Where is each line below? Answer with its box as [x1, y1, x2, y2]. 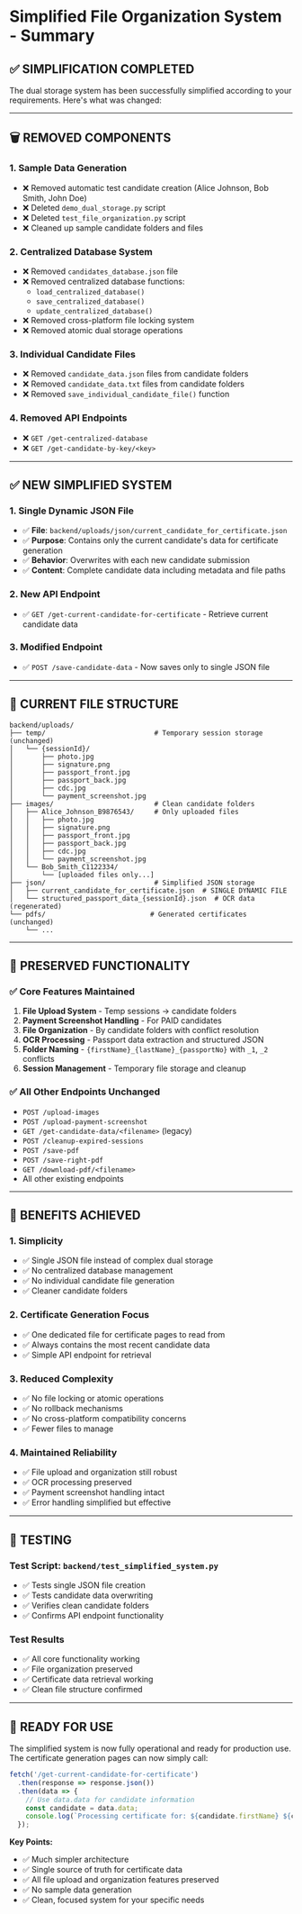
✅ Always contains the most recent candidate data [22, 1339, 210, 1350]
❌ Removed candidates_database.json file [22, 266, 178, 277]
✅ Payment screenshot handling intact [22, 1487, 165, 1498]
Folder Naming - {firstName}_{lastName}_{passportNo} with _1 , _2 [22, 1044, 269, 1055]
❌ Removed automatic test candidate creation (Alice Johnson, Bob [22, 182, 270, 193]
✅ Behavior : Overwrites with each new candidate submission [22, 555, 250, 566]
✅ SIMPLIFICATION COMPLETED [9, 61, 195, 77]
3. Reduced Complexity [9, 1372, 114, 1384]
